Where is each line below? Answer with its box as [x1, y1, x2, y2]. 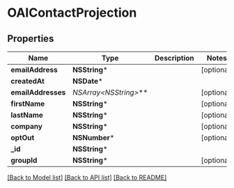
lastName [10, 110, 44, 120]
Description [154, 54, 194, 63]
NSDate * [72, 77, 103, 86]
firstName [10, 99, 45, 109]
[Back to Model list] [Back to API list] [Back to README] [7, 173, 167, 182]
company [10, 122, 43, 131]
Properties [7, 33, 54, 45]
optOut [10, 133, 35, 142]
